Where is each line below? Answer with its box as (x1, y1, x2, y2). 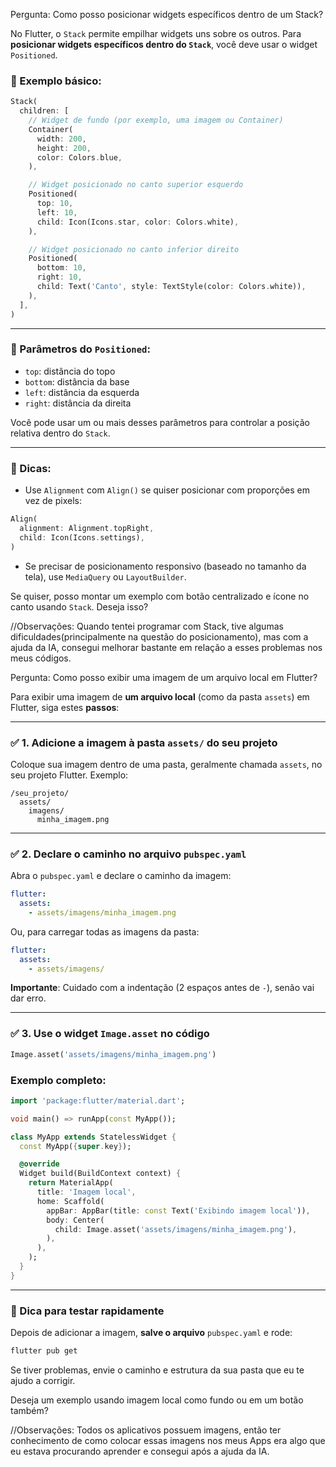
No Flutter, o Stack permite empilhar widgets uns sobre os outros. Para (10, 28, 302, 39)
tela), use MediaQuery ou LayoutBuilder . (24, 570, 187, 583)
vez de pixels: (24, 495, 82, 507)
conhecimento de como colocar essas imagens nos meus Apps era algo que (10, 1435, 326, 1446)
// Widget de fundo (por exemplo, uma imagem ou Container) (28, 115, 284, 126)
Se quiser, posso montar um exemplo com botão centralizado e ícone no (10, 590, 310, 602)
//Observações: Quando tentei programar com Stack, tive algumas (10, 620, 284, 632)
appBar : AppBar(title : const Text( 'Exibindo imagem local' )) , (46, 1205, 311, 1216)
